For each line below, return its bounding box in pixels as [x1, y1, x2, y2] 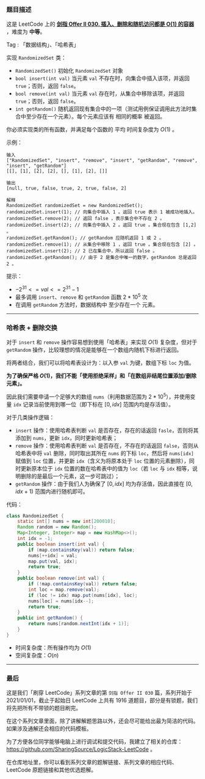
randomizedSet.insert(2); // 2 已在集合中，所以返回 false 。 [6, 248, 157, 254]
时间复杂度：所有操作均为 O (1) [15, 643, 92, 651]
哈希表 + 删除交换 [6, 323, 58, 332]
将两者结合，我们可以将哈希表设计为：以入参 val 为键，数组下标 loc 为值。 [6, 359, 195, 366]
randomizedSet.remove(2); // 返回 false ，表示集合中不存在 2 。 [6, 216, 165, 222]
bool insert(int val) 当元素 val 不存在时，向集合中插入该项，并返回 [15, 75, 190, 82]
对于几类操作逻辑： [6, 414, 55, 421]
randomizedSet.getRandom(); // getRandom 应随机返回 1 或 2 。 [6, 235, 164, 241]
